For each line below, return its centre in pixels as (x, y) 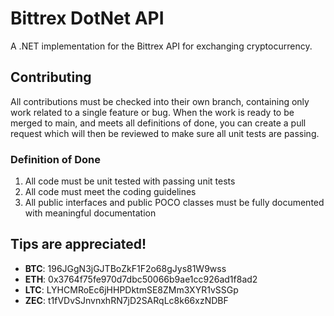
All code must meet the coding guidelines (110, 192)
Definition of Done (55, 159)
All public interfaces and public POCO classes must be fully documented (174, 203)
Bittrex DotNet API (87, 18)
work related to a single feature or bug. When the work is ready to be (152, 112)
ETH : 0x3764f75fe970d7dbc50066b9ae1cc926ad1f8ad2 (141, 279)
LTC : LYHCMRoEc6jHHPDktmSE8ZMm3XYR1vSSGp (131, 289)
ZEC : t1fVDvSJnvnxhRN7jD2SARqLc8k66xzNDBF (126, 300)
